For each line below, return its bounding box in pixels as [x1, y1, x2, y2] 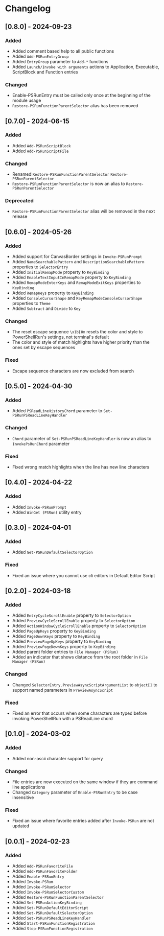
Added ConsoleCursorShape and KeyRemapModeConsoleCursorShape [12, 295, 142, 301]
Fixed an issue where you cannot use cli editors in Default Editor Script [12, 572, 155, 578]
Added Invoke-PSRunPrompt [12, 504, 67, 510]
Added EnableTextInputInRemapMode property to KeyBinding [12, 275, 131, 281]
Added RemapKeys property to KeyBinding [12, 290, 94, 296]
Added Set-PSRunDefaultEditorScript [12, 904, 89, 911]
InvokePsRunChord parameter [12, 441, 70, 446]
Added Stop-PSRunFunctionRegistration [12, 925, 93, 931]
